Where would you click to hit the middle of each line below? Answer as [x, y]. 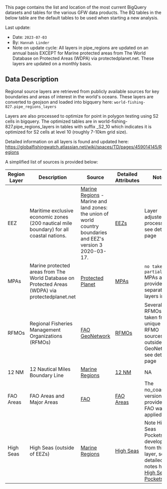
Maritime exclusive [51, 211]
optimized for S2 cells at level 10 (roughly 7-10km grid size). [66, 132]
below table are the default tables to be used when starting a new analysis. [82, 18]
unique [152, 323]
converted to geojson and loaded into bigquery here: [59, 102]
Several [153, 305]
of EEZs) [40, 454]
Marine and [94, 201]
